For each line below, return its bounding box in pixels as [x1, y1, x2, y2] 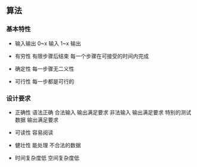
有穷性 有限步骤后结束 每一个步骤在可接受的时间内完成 [14, 52, 149, 60]
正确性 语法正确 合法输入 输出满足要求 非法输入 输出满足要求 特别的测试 [14, 109, 192, 116]
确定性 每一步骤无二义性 [14, 65, 75, 72]
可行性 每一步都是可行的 [14, 78, 75, 85]
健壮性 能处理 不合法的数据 [14, 141, 81, 149]
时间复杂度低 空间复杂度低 [14, 154, 79, 161]
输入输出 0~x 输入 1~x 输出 [14, 39, 81, 47]
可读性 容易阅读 [14, 129, 54, 136]
